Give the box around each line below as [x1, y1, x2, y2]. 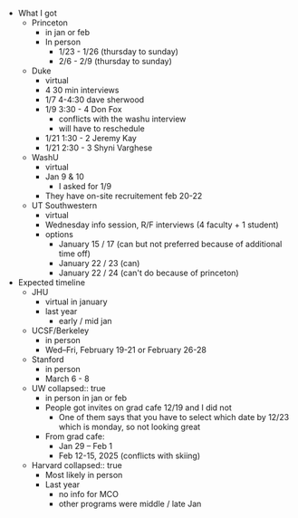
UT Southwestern [31, 200, 98, 211]
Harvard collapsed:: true [31, 460, 122, 470]
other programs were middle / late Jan [58, 498, 202, 509]
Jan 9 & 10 [44, 171, 84, 182]
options [44, 229, 74, 239]
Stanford [31, 354, 65, 365]
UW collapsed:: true [31, 383, 106, 393]
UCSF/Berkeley [31, 325, 90, 336]
